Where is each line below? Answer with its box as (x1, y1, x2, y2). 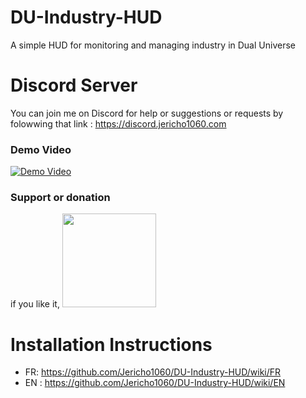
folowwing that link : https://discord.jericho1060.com (10, 117, 227, 130)
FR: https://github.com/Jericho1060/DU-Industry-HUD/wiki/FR (24, 366, 282, 378)
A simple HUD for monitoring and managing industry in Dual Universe (10, 39, 296, 51)
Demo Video (10, 142, 72, 156)
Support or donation (10, 191, 111, 205)
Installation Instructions (10, 333, 213, 356)
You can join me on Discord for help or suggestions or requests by (10, 107, 284, 119)
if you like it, (10, 298, 60, 310)
